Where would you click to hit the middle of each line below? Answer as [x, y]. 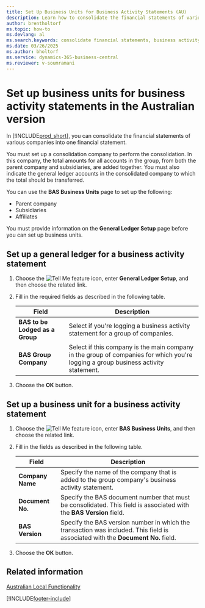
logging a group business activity [116, 362]
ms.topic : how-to [28, 29]
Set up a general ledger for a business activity [95, 254]
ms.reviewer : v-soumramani [41, 63]
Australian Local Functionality [43, 587]
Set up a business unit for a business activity [94, 404]
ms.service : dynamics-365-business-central [63, 57]
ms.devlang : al [26, 35]
